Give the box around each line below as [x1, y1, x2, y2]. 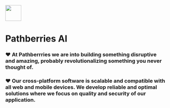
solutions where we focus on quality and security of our [5, 90, 146, 97]
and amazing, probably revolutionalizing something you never [5, 57, 162, 64]
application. [5, 96, 36, 103]
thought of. [5, 64, 34, 71]
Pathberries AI [5, 33, 68, 45]
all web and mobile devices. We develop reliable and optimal [5, 84, 157, 91]
